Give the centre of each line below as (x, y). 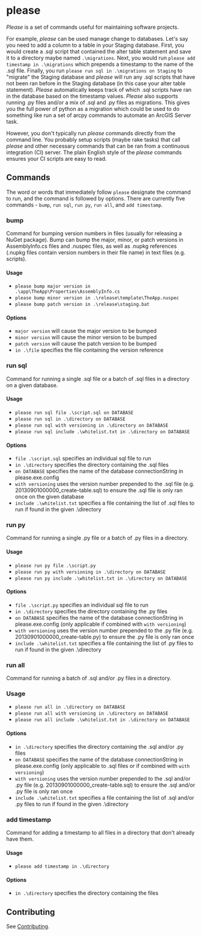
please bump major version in (53, 286)
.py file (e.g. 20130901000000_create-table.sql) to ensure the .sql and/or (105, 785)
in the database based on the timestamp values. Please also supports (92, 96)
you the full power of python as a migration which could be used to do (93, 109)
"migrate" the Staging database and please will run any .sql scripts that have (101, 77)
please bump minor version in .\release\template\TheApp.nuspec (97, 298)
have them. (20, 839)
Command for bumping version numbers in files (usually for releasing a (94, 233)
